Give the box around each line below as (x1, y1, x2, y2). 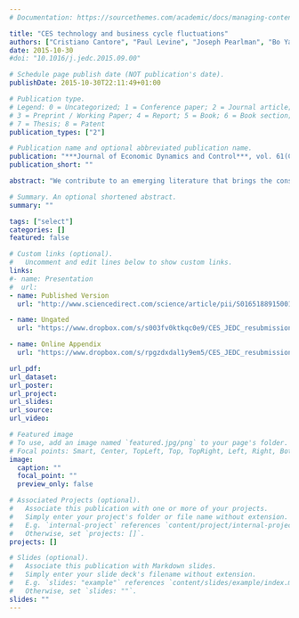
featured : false (9, 234, 69, 243)
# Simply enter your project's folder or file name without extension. (9, 512, 289, 522)
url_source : (9, 406, 53, 415)
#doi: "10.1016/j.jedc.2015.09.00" (9, 54, 141, 63)
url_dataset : (9, 372, 58, 382)
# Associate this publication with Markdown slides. (9, 562, 217, 571)
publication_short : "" (9, 161, 93, 169)
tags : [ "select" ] (9, 217, 74, 226)
